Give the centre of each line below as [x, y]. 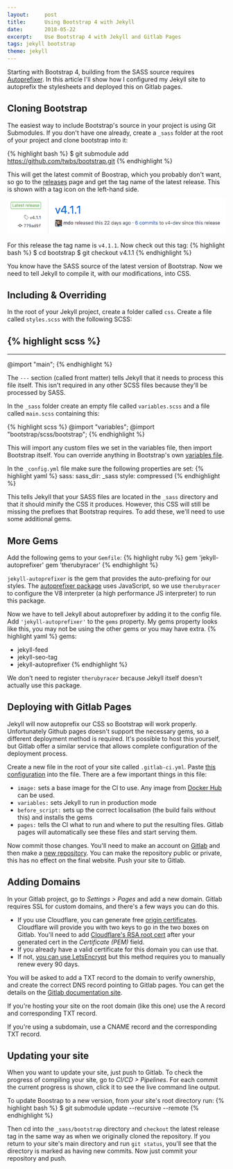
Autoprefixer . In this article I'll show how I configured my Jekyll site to [106, 79]
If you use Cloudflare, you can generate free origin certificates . [107, 919]
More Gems [33, 541]
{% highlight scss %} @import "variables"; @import [81, 427]
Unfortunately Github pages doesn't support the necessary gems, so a [108, 731]
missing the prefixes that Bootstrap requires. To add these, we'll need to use [116, 512]
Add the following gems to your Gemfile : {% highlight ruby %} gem [102, 557]
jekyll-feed [33, 649]
